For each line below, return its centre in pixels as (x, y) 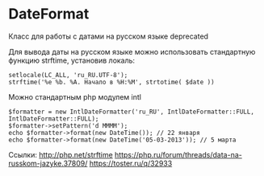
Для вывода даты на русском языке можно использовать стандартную (132, 51)
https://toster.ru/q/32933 (131, 163)
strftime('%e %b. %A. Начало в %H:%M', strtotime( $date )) (112, 82)
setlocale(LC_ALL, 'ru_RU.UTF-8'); (68, 75)
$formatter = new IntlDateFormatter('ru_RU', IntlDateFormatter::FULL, (131, 112)
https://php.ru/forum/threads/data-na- (178, 154)
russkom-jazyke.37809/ (48, 163)
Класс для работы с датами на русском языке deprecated (108, 36)
